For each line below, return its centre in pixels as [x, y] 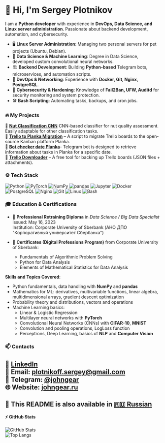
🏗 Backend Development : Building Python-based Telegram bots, [80, 67]
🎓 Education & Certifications [41, 204]
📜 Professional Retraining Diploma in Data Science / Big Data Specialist [86, 217]
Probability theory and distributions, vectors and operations [73, 302]
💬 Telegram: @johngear [42, 380]
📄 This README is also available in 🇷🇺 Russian [79, 404]
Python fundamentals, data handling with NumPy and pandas [75, 286]
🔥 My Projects [22, 115]
